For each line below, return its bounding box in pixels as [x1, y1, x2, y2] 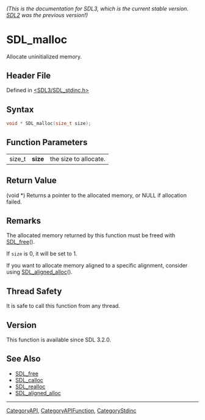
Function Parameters [6, 137, 88, 148]
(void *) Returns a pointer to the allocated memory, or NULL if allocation [6, 191, 187, 199]
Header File [6, 70, 51, 80]
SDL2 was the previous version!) [6, 11, 88, 18]
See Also [6, 354, 41, 364]
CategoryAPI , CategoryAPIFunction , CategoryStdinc [6, 407, 137, 414]
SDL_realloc [15, 383, 46, 390]
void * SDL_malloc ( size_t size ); [6, 121, 92, 127]
